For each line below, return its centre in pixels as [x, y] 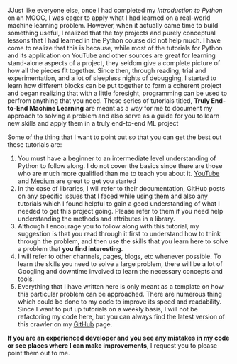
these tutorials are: [35, 144]
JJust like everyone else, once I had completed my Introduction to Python [115, 10]
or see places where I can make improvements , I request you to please [112, 346]
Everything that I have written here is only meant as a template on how [120, 286]
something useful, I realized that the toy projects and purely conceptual [112, 33]
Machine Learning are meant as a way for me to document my [121, 108]
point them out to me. [39, 353]
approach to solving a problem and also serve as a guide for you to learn [114, 116]
